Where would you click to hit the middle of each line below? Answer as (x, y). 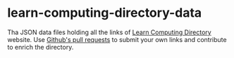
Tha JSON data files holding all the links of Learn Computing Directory (109, 32)
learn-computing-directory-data (105, 13)
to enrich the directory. (41, 47)
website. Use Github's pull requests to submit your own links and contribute (117, 39)
